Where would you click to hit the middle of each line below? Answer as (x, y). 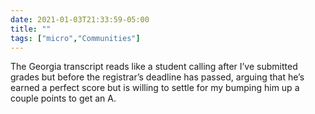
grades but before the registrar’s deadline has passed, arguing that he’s (157, 77)
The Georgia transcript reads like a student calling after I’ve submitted (154, 67)
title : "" (31, 29)
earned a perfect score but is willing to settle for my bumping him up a (155, 88)
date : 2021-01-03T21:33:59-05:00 (80, 19)
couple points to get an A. (63, 98)
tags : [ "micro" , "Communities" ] (75, 38)
